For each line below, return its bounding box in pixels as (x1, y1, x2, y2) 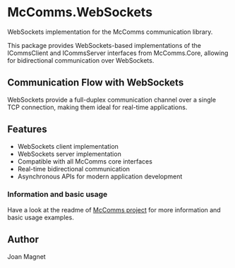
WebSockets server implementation (17, 150, 121, 158)
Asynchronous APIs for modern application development (17, 172, 183, 181)
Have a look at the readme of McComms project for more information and (7, 205, 221, 214)
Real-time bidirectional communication (17, 164, 131, 173)
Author (7, 233, 39, 245)
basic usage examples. (7, 213, 74, 221)
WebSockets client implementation (17, 142, 119, 150)
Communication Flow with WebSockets (7, 77, 184, 89)
